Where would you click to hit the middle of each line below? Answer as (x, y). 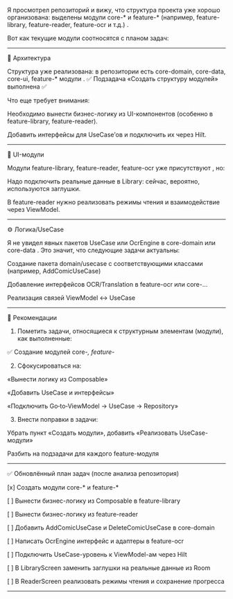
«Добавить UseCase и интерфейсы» (61, 393)
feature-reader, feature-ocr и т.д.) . (79, 25)
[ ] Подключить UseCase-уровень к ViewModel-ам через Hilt (97, 554)
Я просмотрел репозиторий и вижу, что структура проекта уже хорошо (114, 10)
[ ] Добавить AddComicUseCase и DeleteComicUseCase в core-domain (111, 528)
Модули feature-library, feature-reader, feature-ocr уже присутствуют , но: (116, 168)
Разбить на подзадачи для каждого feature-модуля (83, 454)
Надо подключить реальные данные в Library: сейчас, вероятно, (103, 181)
